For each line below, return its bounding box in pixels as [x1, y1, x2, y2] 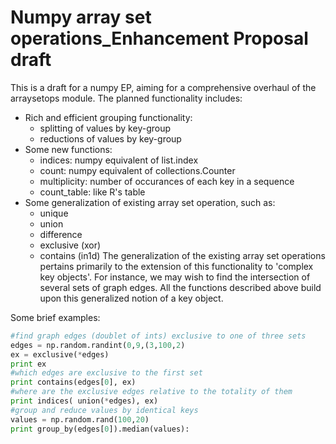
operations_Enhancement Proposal [10, 27, 309, 50]
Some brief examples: [10, 311, 101, 323]
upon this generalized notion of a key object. [39, 292, 224, 304]
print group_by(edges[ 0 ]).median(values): [10, 424, 190, 434]
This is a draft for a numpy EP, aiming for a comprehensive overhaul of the [10, 81, 317, 93]
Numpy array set [10, 6, 152, 29]
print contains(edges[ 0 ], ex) [10, 377, 137, 388]
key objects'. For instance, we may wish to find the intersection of [39, 271, 311, 283]
